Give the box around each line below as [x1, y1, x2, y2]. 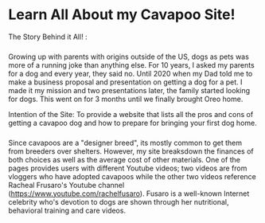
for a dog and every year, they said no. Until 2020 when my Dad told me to [8, 68, 253, 78]
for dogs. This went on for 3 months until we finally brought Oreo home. [8, 94, 244, 104]
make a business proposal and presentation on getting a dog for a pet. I [8, 77, 243, 87]
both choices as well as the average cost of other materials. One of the [8, 155, 241, 164]
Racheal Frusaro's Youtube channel [8, 180, 125, 190]
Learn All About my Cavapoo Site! [8, 6, 236, 24]
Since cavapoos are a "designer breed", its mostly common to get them [8, 138, 243, 147]
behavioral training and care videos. [8, 205, 126, 215]
